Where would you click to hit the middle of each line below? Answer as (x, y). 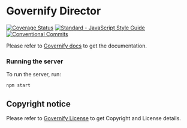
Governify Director (54, 11)
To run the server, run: (34, 75)
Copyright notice (38, 104)
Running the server (35, 61)
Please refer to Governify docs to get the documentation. (76, 46)
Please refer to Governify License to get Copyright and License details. (94, 118)
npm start (19, 85)
